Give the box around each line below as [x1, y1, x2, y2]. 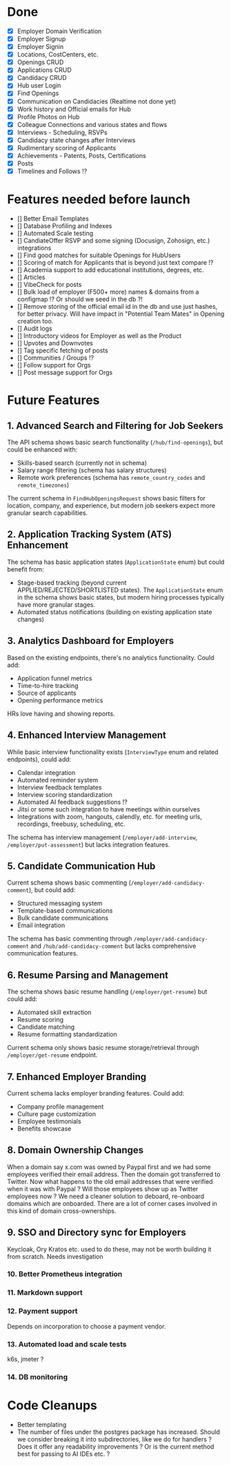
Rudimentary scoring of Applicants [17, 143, 117, 152]
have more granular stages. [17, 600, 96, 609]
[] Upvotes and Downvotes [17, 339, 93, 347]
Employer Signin [17, 43, 64, 51]
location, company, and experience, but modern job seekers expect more [7, 501, 216, 510]
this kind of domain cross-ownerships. [7, 1206, 117, 1215]
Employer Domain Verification [17, 27, 102, 35]
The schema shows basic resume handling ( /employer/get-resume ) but [7, 987, 208, 996]
